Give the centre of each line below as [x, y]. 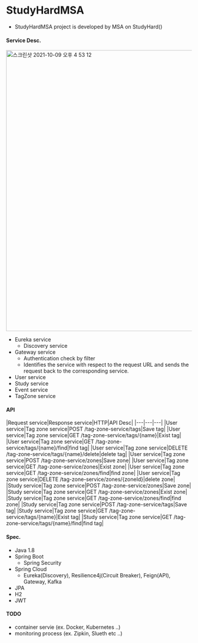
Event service [31, 390]
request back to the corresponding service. [76, 371]
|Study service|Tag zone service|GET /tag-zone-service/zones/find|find [94, 498]
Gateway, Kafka [42, 581]
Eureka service [33, 340]
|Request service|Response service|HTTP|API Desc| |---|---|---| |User [92, 423]
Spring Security [42, 563]
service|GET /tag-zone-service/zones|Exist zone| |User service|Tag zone [95, 467]
